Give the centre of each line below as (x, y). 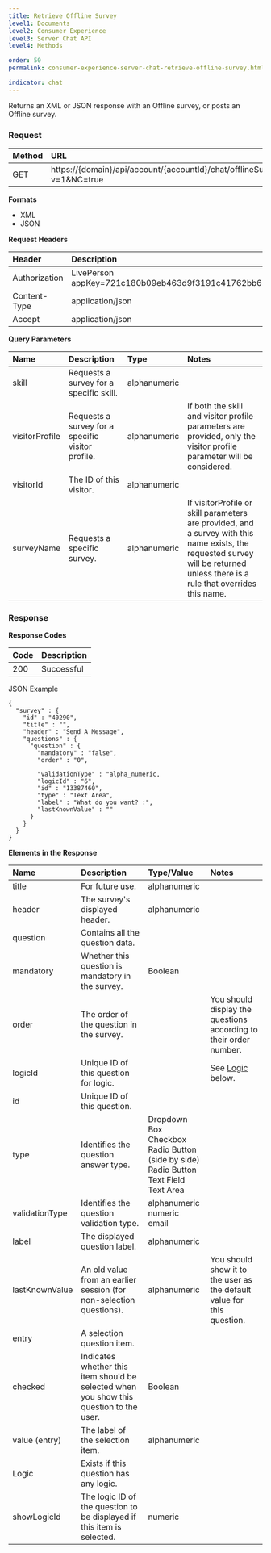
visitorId (28, 485)
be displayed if (108, 1517)
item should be (108, 1377)
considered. (209, 467)
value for (227, 1300)
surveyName (37, 548)
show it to (229, 1270)
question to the (109, 1407)
